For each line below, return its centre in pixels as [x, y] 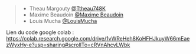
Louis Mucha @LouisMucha [63, 21]
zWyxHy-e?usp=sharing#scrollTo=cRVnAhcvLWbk [68, 45]
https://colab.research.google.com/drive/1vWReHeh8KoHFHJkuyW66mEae [98, 38]
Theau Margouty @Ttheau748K [68, 9]
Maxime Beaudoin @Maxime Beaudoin [76, 15]
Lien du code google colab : [40, 32]
